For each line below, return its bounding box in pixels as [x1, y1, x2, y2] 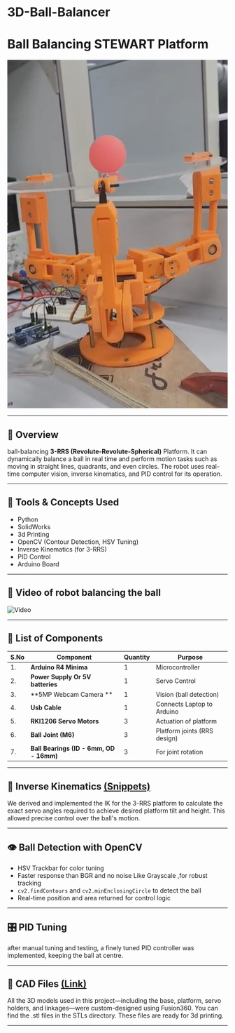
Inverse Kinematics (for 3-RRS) [17, 545, 107, 553]
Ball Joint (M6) [30, 731, 75, 739]
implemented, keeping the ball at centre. [7, 951, 124, 959]
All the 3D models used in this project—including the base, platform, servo [7, 997, 222, 1005]
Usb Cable [30, 703, 62, 712]
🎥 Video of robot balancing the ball [7, 587, 161, 599]
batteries [30, 680, 58, 688]
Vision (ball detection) [156, 690, 220, 698]
